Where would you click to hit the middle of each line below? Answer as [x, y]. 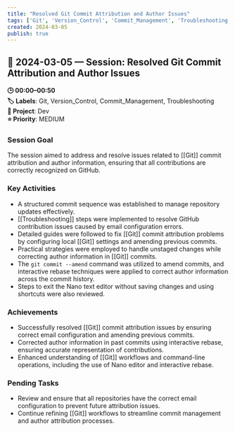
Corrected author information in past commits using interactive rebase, [120, 342]
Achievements [33, 312]
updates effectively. [46, 211]
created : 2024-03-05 [38, 27]
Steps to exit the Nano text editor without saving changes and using [116, 286]
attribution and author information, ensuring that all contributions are [107, 163]
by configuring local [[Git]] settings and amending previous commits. [117, 241]
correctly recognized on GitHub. [54, 171]
